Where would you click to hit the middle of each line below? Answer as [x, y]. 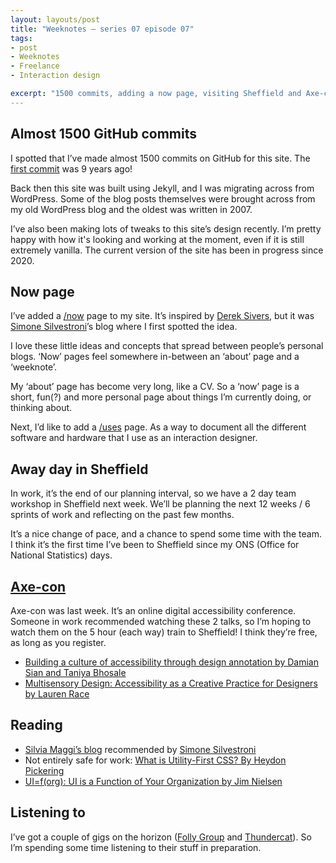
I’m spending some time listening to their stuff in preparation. [136, 847]
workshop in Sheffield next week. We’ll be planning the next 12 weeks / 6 [160, 504]
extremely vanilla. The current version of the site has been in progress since [167, 250]
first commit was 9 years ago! [71, 168]
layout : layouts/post [55, 19]
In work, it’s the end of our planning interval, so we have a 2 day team [153, 493]
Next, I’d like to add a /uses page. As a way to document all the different [158, 427]
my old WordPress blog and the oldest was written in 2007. [131, 209]
